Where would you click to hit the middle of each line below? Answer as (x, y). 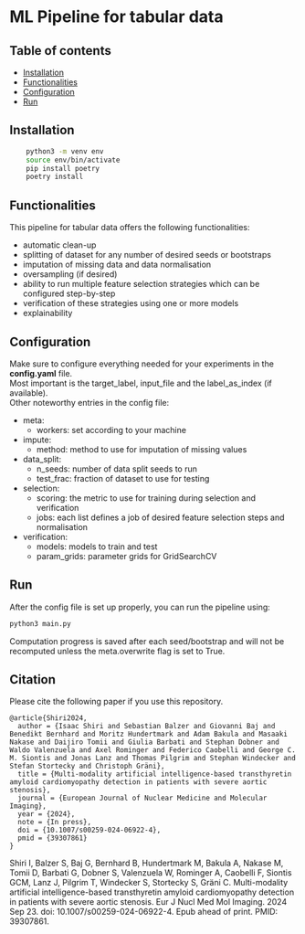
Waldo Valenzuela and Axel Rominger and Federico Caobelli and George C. (153, 750)
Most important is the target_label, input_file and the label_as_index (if (141, 383)
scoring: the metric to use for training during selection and (146, 498)
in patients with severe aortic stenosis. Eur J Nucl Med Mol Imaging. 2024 (148, 902)
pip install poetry (63, 168)
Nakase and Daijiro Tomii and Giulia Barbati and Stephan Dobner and (145, 742)
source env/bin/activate (73, 160)
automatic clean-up (59, 245)
